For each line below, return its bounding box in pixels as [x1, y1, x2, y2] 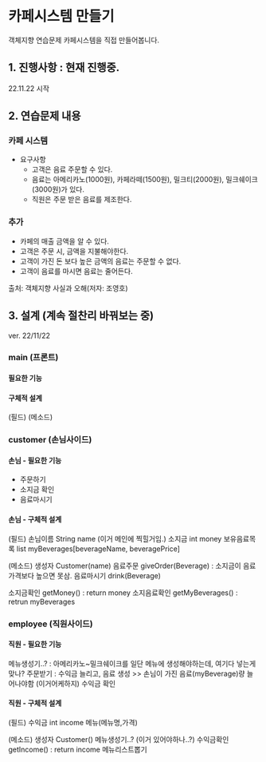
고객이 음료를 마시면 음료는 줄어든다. [19, 266, 133, 276]
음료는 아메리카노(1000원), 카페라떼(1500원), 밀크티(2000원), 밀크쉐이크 [31, 175, 259, 185]
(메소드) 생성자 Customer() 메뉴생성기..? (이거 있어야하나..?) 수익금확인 [8, 734, 229, 744]
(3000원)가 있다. [31, 185, 85, 194]
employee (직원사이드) [8, 618, 93, 629]
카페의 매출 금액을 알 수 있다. [19, 236, 110, 246]
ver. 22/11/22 [8, 331, 50, 340]
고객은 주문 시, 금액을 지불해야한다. [19, 246, 129, 256]
